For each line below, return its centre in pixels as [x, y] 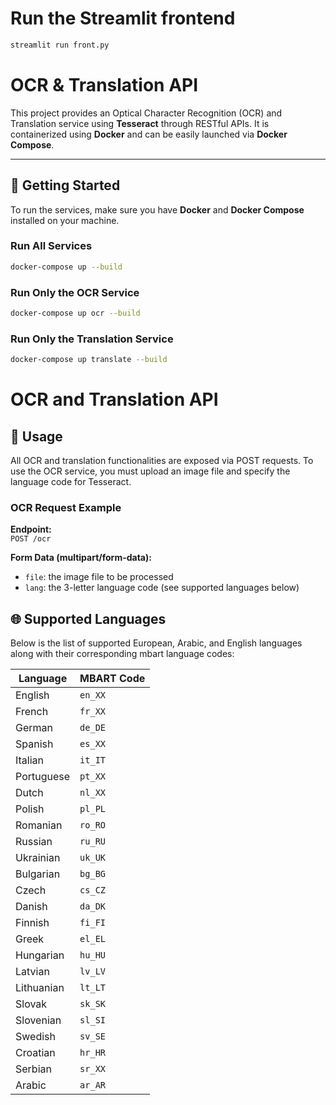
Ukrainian [38, 858]
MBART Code [112, 679]
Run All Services [51, 246]
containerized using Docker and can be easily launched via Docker [149, 134]
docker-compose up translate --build [89, 360]
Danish [31, 907]
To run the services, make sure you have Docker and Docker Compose [157, 209]
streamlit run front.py [60, 45]
